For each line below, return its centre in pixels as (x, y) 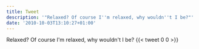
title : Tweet (23, 12)
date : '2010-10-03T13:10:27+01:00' (51, 23)
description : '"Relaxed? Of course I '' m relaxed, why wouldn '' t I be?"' (100, 17)
